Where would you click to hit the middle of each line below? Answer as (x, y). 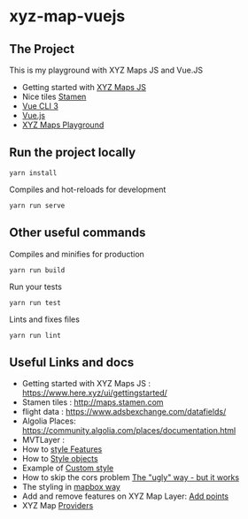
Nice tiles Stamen (54, 96)
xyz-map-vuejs (67, 16)
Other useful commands (77, 233)
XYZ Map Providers (58, 506)
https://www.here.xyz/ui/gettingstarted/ (95, 393)
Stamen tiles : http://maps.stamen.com (93, 402)
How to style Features (62, 449)
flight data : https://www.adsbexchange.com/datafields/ (124, 412)
